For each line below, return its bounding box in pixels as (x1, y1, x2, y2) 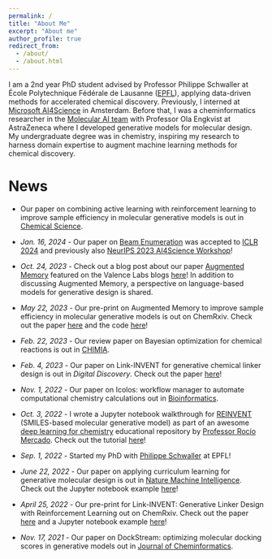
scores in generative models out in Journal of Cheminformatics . (19, 541, 234, 551)
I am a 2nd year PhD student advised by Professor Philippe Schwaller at (8, 79, 249, 89)
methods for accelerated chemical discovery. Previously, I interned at (8, 97, 240, 106)
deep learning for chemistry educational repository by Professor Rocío (19, 426, 257, 435)
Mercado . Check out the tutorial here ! (19, 435, 146, 444)
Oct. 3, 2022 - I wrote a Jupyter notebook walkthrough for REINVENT (19, 409, 253, 418)
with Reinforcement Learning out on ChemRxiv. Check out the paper (19, 508, 249, 518)
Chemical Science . (19, 221, 84, 231)
